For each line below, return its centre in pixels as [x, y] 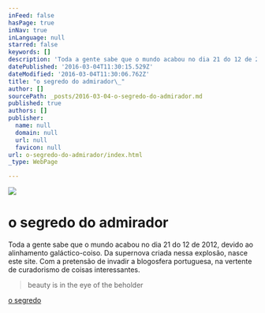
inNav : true [28, 30]
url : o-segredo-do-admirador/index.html [76, 155]
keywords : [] [30, 52]
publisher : [26, 118]
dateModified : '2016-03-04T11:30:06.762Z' [79, 74]
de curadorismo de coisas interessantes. [74, 270]
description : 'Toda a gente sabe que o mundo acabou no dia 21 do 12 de [130, 60]
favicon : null [38, 147]
